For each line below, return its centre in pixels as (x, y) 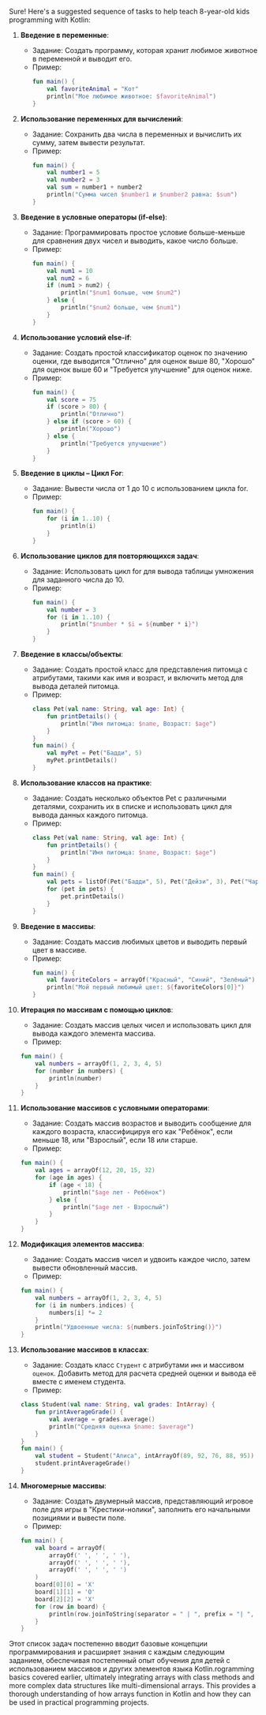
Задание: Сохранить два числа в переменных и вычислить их (137, 134)
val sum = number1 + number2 (95, 187)
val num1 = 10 (70, 271)
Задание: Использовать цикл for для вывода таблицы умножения (143, 571)
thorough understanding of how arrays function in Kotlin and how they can (130, 1694)
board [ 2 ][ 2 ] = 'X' (65, 1599)
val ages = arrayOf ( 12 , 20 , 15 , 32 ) (96, 1170)
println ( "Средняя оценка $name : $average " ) (122, 1427)
